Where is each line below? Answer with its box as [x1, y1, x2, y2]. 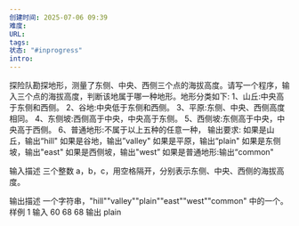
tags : [9, 37, 29, 47]
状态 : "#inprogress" [9, 46, 83, 55]
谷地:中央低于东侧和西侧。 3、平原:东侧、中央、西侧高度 [78, 102, 286, 112]
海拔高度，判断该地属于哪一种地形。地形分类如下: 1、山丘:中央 [47, 91, 277, 101]
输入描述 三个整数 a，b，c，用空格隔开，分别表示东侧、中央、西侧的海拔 [9, 165, 278, 176]
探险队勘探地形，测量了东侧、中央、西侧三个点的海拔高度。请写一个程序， [9, 80, 282, 90]
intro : [9, 54, 34, 63]
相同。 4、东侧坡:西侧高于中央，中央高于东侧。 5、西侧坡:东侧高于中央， [9, 113, 278, 124]
